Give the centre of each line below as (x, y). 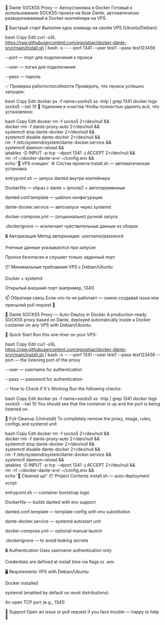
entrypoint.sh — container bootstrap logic (48, 492)
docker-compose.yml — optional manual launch (54, 531)
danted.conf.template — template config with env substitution (68, 512)
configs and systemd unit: (32, 424)
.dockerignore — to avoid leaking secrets (47, 540)
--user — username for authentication (44, 369)
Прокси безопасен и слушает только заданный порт (60, 257)
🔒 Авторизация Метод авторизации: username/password (64, 236)
